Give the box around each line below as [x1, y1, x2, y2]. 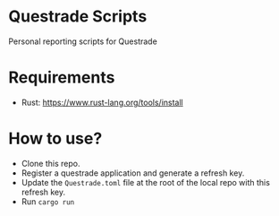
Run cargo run [21, 195, 75, 207]
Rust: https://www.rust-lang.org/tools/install [21, 97, 184, 108]
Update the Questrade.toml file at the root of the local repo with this [21, 177, 270, 187]
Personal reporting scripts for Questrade [8, 36, 157, 47]
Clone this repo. [21, 158, 80, 168]
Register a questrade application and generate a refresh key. [21, 168, 245, 178]
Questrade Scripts [8, 6, 148, 27]
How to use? [8, 128, 103, 149]
